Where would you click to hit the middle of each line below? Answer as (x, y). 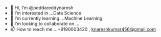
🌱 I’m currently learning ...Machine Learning (56, 18)
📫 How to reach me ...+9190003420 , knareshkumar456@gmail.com (83, 29)
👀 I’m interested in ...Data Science (46, 13)
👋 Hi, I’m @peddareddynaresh (42, 8)
